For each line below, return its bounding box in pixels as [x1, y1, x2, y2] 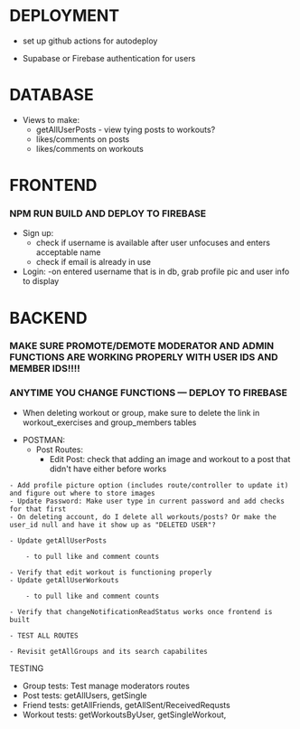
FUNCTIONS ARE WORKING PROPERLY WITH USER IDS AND [9, 351, 278, 364]
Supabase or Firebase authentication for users [22, 52, 196, 63]
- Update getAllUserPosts [9, 535, 107, 545]
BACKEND [9, 308, 88, 328]
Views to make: [22, 114, 80, 125]
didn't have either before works [49, 463, 167, 474]
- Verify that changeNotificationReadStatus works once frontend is [9, 607, 273, 616]
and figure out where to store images [9, 488, 155, 497]
